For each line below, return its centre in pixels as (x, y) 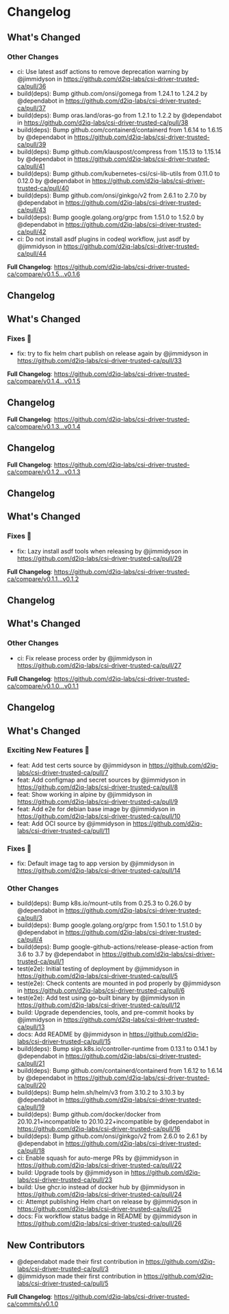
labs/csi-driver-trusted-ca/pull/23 (65, 1180)
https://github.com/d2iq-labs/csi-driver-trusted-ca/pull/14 (99, 871)
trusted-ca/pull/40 (43, 188)
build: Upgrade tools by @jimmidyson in (73, 1173)
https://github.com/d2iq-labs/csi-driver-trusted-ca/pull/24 (99, 1194)
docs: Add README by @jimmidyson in (72, 1034)
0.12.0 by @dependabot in (54, 181)
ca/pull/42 (31, 232)
